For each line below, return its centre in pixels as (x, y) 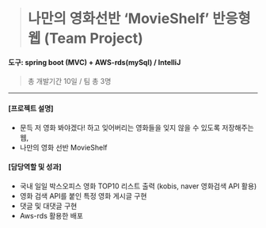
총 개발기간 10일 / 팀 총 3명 (69, 82)
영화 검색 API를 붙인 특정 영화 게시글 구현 (83, 196)
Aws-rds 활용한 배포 (51, 215)
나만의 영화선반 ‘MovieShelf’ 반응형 (139, 19)
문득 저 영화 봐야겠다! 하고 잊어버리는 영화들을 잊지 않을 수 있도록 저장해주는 (137, 127)
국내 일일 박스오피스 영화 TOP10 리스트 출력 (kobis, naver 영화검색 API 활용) (138, 186)
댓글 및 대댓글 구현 (48, 206)
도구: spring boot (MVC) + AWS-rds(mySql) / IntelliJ (95, 62)
